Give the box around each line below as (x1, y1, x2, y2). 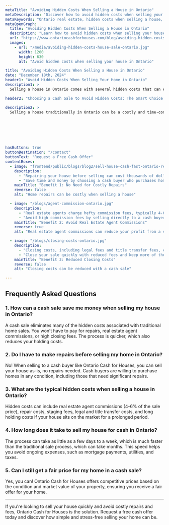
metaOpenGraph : (5, 21, 37, 27)
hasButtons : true (5, 145, 42, 150)
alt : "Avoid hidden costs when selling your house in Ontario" (18, 59, 154, 64)
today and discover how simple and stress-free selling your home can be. (5, 514, 158, 520)
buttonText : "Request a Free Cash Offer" (5, 155, 94, 160)
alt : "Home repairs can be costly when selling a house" (14, 192, 136, 197)
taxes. (5, 454, 18, 460)
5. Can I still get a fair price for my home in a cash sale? (5, 467, 142, 474)
